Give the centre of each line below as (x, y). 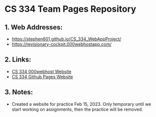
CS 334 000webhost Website (41, 71)
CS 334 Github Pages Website (42, 77)
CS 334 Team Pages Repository (70, 9)
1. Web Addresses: (34, 27)
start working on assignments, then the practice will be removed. (77, 109)
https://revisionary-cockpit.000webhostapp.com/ (62, 44)
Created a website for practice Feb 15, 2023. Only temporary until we (81, 104)
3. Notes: (19, 92)
